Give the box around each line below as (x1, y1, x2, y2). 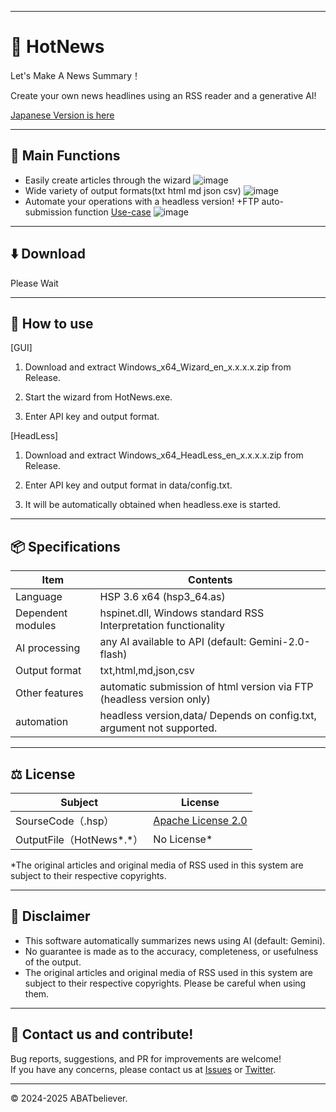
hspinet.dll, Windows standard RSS (99, 606, 265, 620)
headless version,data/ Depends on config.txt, (99, 709, 317, 723)
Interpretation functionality (99, 619, 226, 633)
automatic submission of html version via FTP (99, 680, 314, 694)
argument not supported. (99, 721, 218, 735)
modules (15, 619, 57, 633)
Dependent (15, 606, 68, 620)
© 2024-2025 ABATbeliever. (10, 1092, 128, 1104)
